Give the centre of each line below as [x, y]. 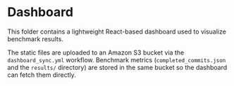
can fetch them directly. [42, 75]
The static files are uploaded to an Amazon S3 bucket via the [96, 52]
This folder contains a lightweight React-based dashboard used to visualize [117, 31]
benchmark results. [35, 38]
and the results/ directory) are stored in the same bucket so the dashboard [117, 67]
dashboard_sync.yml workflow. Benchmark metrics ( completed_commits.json [117, 59]
